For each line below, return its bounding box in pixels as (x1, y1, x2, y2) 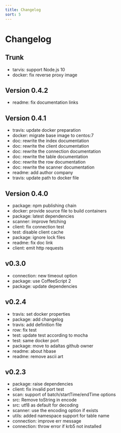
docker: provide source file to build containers (12, 208, 107, 214)
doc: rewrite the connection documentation (12, 148, 101, 155)
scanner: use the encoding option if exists (12, 408, 98, 414)
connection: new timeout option (12, 272, 78, 278)
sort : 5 (5, 12, 21, 17)
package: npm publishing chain (12, 203, 77, 209)
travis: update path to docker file (12, 175, 79, 181)
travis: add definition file (12, 321, 62, 327)
